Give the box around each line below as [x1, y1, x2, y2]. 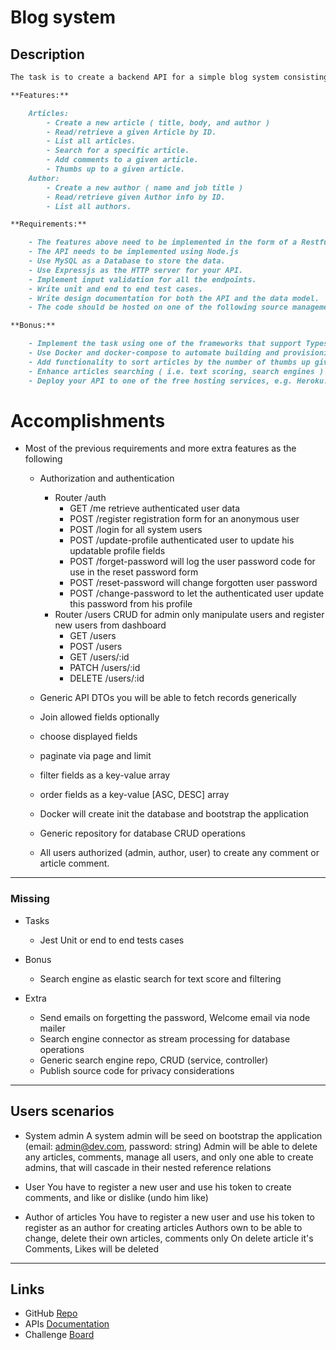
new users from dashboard [54, 619, 167, 631]
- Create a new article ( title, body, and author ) [46, 117, 271, 128]
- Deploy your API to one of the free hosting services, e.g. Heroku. [28, 376, 329, 386]
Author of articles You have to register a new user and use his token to [24, 1211, 315, 1223]
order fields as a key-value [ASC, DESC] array [39, 789, 230, 801]
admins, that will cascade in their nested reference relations [24, 1161, 272, 1173]
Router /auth [54, 492, 107, 504]
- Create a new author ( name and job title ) [46, 182, 244, 193]
